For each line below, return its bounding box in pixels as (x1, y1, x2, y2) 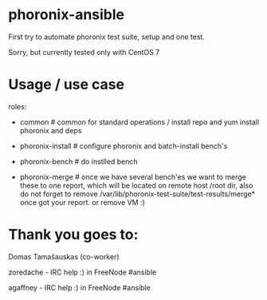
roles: (8, 101, 27, 111)
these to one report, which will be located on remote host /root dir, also (19, 180, 253, 190)
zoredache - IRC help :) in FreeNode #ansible (8, 267, 157, 277)
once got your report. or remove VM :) (19, 197, 146, 207)
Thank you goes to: (8, 226, 139, 244)
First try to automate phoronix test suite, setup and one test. (8, 32, 206, 41)
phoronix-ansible (8, 6, 125, 24)
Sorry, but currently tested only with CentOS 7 (8, 47, 160, 57)
